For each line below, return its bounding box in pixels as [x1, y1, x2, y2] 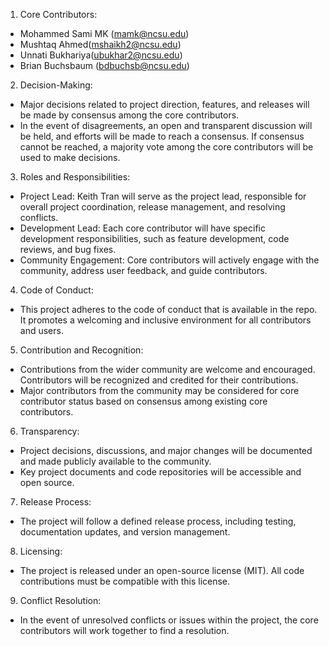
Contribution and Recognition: [19, 344, 144, 356]
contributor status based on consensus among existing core [19, 395, 268, 407]
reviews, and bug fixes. [19, 244, 117, 255]
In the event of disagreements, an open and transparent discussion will [19, 120, 313, 131]
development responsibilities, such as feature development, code [19, 233, 290, 244]
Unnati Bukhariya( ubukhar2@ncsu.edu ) [19, 49, 183, 61]
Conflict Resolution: [19, 595, 102, 606]
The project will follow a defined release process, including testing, [19, 515, 297, 527]
